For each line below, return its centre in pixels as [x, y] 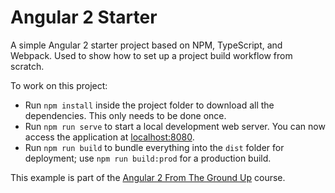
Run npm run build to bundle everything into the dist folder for [154, 147]
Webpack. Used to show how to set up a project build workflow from [151, 55]
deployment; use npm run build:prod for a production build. [148, 158]
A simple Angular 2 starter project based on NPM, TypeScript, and [146, 45]
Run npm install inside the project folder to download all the [149, 105]
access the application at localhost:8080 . [109, 137]
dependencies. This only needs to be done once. [125, 115]
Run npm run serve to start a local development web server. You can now [175, 126]
